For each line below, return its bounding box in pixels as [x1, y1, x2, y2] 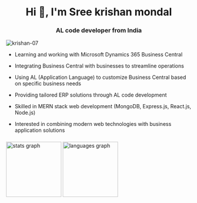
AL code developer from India [55, 26, 142, 35]
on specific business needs [14, 80, 81, 87]
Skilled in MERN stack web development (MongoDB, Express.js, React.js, [14, 103, 192, 110]
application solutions [14, 127, 65, 134]
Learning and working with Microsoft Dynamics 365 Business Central [14, 51, 183, 58]
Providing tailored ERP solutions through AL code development [14, 91, 167, 99]
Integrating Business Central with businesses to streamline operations [14, 62, 184, 69]
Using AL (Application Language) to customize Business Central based [14, 74, 186, 81]
